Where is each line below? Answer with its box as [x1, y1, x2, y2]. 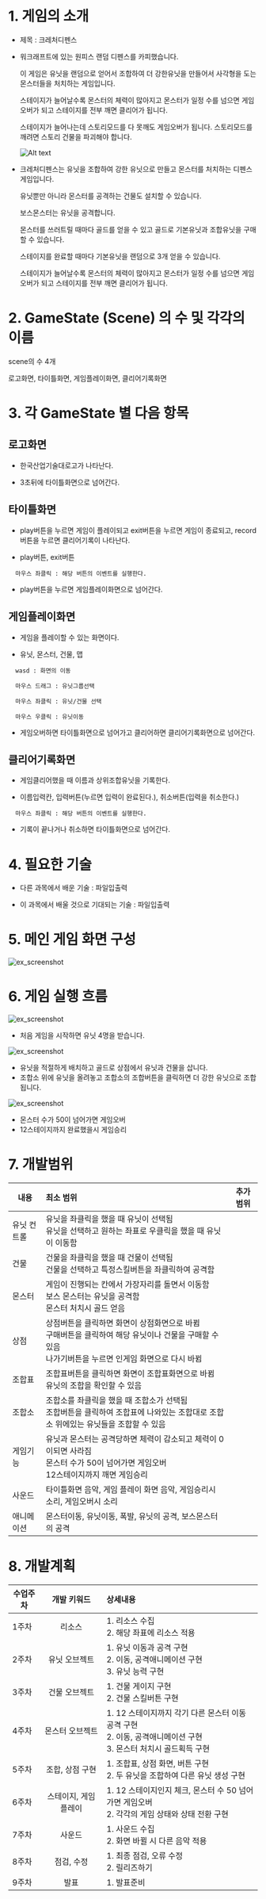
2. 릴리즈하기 [106, 1863, 153, 1873]
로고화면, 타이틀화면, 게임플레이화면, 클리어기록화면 [8, 373, 168, 383]
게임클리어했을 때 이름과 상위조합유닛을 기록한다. [19, 775, 170, 785]
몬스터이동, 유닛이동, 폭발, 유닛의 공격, [45, 1511, 180, 1522]
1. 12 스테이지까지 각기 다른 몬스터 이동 [106, 1708, 247, 1718]
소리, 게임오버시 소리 [45, 1496, 119, 1507]
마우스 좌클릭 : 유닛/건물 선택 [15, 697, 102, 706]
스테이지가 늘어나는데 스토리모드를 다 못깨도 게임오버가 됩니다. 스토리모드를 [19, 122, 253, 132]
